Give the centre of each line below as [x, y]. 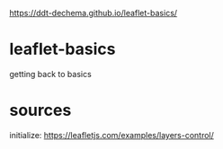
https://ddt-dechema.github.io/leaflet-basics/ [94, 13]
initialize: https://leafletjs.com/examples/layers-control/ [111, 135]
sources [40, 110]
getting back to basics [50, 74]
